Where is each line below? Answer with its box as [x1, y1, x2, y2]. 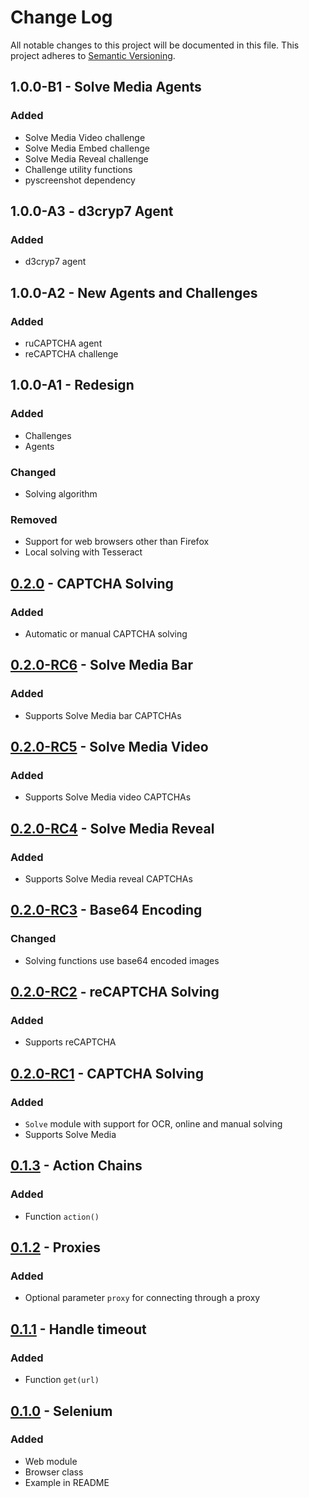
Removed [10, 512, 58, 526]
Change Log [10, 6, 113, 29]
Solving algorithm [24, 487, 98, 500]
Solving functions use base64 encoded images [24, 954, 220, 966]
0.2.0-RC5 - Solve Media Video [10, 739, 209, 756]
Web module [24, 1455, 78, 1467]
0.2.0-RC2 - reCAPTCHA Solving [10, 984, 220, 1001]
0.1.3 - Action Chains [10, 1157, 143, 1175]
